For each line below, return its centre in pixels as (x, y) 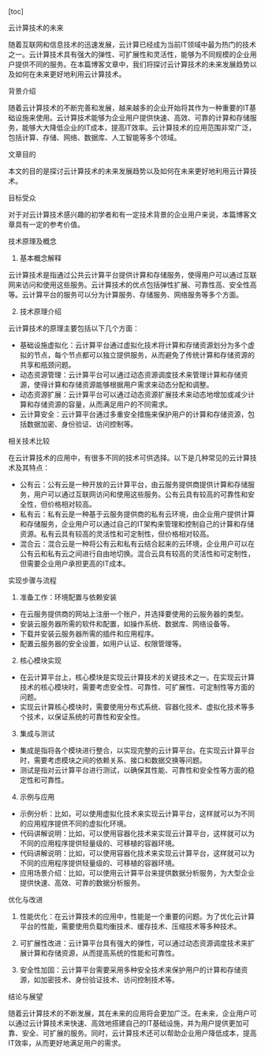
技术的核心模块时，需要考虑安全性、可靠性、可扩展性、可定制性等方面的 (137, 687)
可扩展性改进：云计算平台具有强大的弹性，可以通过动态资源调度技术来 (134, 943)
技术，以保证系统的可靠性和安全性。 (85, 717)
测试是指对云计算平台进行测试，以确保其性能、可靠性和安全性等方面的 (134, 770)
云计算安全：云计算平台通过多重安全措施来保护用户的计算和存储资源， (134, 414)
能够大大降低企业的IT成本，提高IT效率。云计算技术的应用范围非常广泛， (139, 127)
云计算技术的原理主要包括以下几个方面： (74, 328)
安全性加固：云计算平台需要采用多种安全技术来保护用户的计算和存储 (130, 970)
